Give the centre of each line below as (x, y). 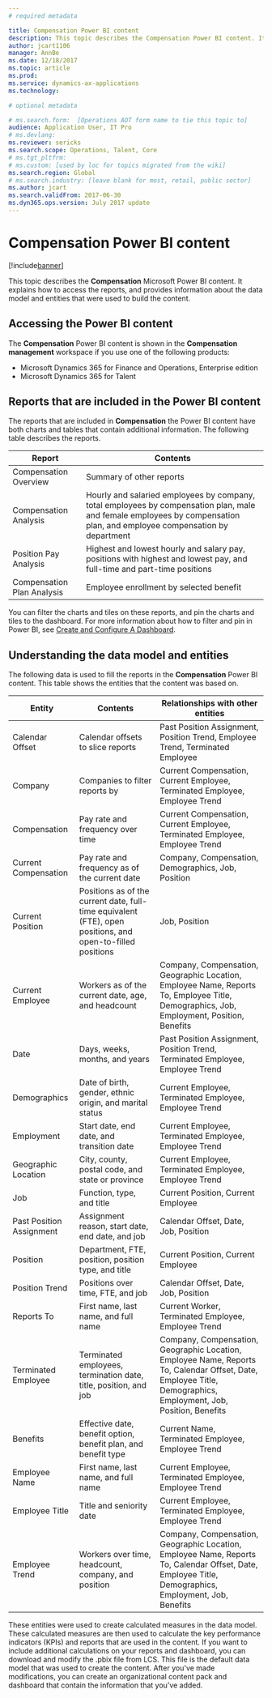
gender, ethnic (107, 1093)
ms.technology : (34, 91)
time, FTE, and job (113, 1293)
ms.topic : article (39, 68)
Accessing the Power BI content (91, 324)
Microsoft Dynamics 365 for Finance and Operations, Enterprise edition (139, 367)
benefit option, (107, 1434)
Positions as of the (114, 891)
